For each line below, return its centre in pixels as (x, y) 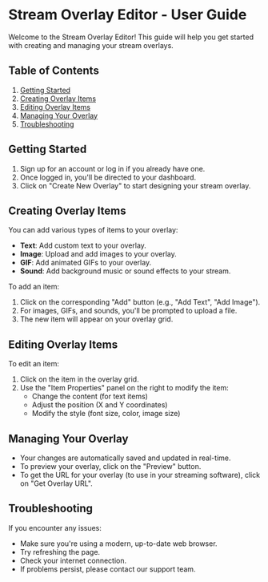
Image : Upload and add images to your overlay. (98, 254)
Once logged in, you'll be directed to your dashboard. (108, 177)
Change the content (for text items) (90, 396)
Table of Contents (54, 71)
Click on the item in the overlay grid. (79, 379)
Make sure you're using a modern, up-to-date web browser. (118, 544)
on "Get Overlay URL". (56, 483)
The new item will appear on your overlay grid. (96, 319)
